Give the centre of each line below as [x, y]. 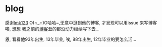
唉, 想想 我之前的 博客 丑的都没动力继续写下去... [53, 29]
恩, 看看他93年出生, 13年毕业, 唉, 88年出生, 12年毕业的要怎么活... [71, 39]
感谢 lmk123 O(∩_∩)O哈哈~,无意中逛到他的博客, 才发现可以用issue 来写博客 [81, 23]
